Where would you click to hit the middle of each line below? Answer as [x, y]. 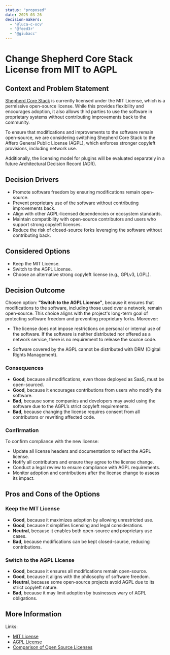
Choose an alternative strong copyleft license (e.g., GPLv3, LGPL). [82, 274]
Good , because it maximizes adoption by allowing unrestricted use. [83, 520]
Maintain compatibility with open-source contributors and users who [84, 219]
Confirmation [22, 430]
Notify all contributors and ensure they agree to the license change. [83, 462]
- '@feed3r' [23, 29]
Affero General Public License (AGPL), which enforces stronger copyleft [80, 143]
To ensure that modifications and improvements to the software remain [79, 132]
